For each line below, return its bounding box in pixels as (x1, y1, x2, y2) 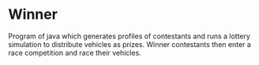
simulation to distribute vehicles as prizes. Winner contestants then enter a (8, 39, 251, 49)
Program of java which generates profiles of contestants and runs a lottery (8, 31, 251, 41)
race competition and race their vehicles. (8, 48, 142, 57)
